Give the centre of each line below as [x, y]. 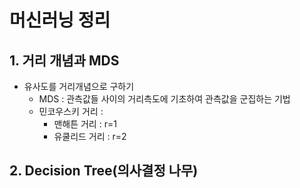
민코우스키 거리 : [71, 111]
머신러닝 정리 [60, 20]
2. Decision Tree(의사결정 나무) [104, 171]
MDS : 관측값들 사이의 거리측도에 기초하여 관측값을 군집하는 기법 [164, 99]
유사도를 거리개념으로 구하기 [79, 86]
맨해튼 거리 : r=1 [85, 124]
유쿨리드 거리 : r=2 [90, 136]
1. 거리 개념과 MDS [64, 60]
